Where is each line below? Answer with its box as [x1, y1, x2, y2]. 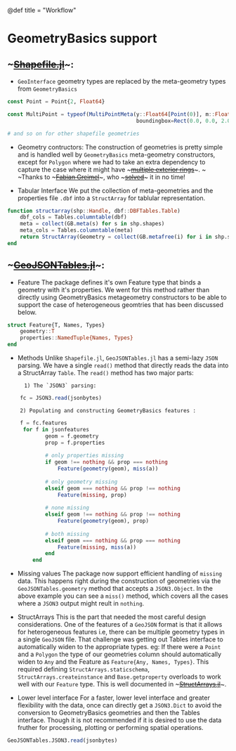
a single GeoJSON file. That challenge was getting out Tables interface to [17, 635, 223, 644]
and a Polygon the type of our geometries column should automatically [17, 650, 222, 659]
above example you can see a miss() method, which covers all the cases [17, 592, 228, 600]
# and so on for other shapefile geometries [7, 130, 140, 137]
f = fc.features [20, 419, 68, 426]
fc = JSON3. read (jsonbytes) [20, 395, 102, 402]
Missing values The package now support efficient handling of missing [17, 569, 223, 578]
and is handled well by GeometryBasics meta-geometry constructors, [17, 150, 216, 159]
